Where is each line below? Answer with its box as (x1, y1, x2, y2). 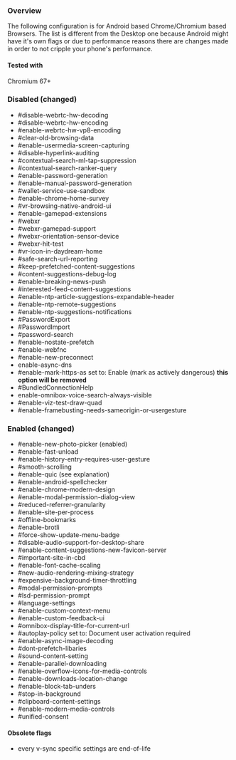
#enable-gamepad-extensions (17, 209, 107, 217)
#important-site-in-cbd (17, 553, 86, 562)
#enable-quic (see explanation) (17, 470, 110, 479)
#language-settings (17, 599, 76, 608)
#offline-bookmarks (17, 516, 77, 524)
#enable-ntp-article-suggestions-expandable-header (17, 292, 175, 301)
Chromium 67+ (7, 77, 51, 85)
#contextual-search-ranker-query (17, 163, 117, 172)
